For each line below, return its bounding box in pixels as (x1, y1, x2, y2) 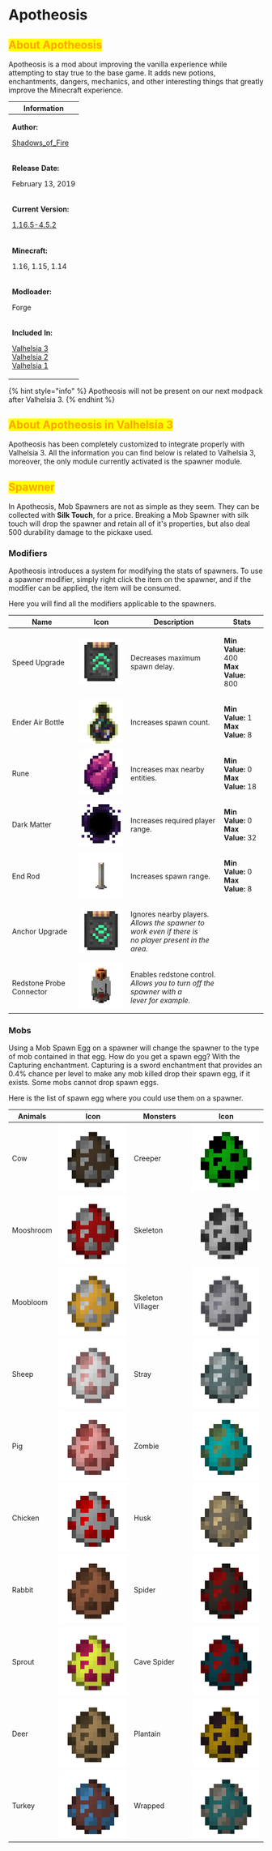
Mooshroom (11, 1225, 53, 1235)
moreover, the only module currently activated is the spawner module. (8, 456, 243, 467)
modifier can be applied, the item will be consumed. (8, 584, 181, 593)
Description (153, 617, 194, 626)
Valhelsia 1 (11, 361, 49, 370)
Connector (11, 986, 48, 996)
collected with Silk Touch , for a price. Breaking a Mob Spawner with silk (8, 511, 249, 520)
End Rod (11, 871, 40, 881)
